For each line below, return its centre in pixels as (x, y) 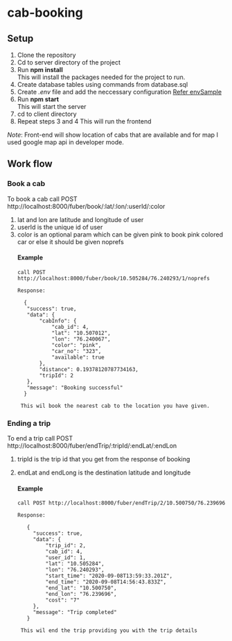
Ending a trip (29, 423)
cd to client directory (47, 114)
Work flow (30, 164)
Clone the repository (46, 55)
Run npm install (40, 70)
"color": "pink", (77, 345)
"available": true (78, 357)
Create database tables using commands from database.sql (102, 84)
